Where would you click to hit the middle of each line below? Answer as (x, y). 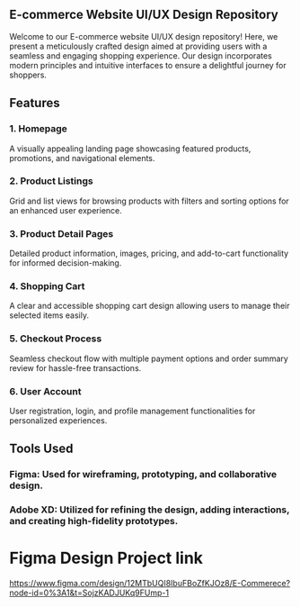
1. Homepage (38, 129)
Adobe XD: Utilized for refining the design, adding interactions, (150, 510)
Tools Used (41, 449)
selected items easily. (49, 315)
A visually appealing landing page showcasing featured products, (130, 149)
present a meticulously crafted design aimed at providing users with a (138, 46)
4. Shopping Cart (47, 286)
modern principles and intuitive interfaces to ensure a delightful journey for (148, 65)
